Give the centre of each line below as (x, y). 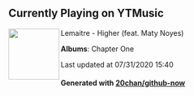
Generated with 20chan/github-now (123, 83)
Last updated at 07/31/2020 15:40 (117, 64)
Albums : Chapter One (97, 49)
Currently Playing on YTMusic (86, 13)
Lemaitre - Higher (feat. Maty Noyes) (122, 33)
